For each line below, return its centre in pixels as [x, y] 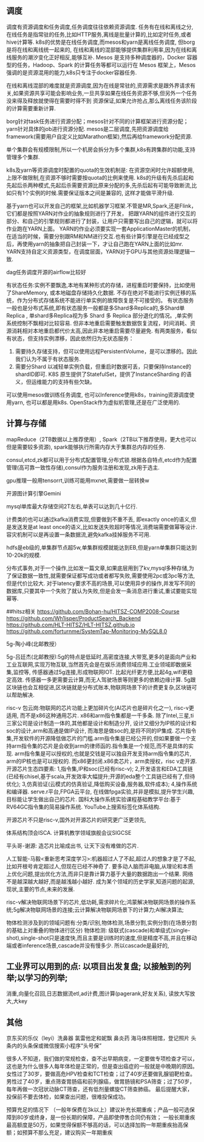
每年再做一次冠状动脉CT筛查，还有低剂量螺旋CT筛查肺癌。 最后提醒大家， [100, 1089]
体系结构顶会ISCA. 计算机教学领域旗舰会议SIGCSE [69, 832]
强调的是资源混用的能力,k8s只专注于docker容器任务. [72, 73]
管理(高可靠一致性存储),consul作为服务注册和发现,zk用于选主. [83, 467]
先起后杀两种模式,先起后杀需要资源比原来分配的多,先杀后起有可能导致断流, [99, 185]
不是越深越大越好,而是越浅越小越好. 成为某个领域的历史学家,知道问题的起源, [101, 881]
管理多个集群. [23, 157]
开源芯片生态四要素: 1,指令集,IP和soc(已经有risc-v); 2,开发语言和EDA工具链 [100, 768]
